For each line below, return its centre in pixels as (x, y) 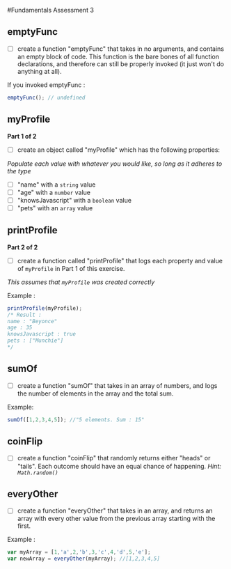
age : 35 (20, 328)
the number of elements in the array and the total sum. (95, 393)
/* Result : (24, 315)
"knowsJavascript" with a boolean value (74, 200)
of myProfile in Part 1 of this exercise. (71, 268)
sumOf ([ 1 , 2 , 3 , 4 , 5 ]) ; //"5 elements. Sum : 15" (76, 420)
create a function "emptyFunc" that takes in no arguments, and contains (121, 49)
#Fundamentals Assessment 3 (50, 10)
